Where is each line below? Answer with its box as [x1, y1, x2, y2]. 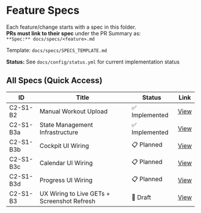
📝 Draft [131, 193, 151, 201]
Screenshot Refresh [39, 197, 96, 205]
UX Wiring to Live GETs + [39, 189, 111, 197]
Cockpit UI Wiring [39, 141, 90, 150]
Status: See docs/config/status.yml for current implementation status [6, 58, 180, 65]
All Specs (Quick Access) [6, 75, 103, 86]
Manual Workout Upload [39, 107, 108, 115]
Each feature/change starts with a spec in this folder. [6, 23, 136, 31]
